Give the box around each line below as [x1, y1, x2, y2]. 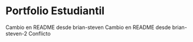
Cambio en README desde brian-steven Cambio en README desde [5, 24, 171, 31]
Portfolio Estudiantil [5, 4, 104, 18]
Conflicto [28, 30, 51, 37]
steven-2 [5, 30, 28, 37]
